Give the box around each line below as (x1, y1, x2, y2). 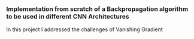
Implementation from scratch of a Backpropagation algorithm (6, 5, 189, 13)
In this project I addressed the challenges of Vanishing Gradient (6, 26, 163, 33)
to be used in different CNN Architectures (6, 12, 130, 20)
